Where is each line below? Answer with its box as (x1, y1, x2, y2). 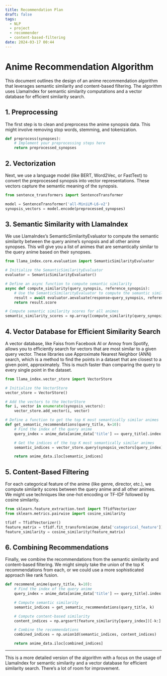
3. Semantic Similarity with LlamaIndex (5, 220, 128, 228)
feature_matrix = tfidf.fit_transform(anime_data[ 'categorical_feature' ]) (5, 525, 164, 530)
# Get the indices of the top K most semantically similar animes (14, 440, 155, 445)
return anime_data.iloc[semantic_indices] (14, 454, 103, 459)
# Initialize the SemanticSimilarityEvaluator (5, 268, 103, 273)
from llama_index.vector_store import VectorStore (5, 377, 112, 382)
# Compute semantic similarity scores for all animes (5, 309, 119, 314)
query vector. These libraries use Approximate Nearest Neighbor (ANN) (5, 351, 152, 357)
